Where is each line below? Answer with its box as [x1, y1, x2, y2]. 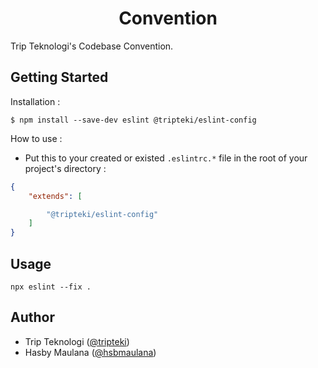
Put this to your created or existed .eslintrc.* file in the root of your [24, 152, 308, 164]
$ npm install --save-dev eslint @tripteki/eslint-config [10, 115, 257, 125]
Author [10, 309, 55, 326]
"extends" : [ [28, 191, 83, 201]
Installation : [10, 95, 61, 107]
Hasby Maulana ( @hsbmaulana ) [24, 346, 157, 358]
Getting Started [10, 69, 109, 86]
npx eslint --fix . [10, 282, 92, 292]
